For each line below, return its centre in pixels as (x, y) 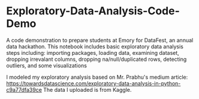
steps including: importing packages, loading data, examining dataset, (93, 52)
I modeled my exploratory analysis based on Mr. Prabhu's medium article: (97, 77)
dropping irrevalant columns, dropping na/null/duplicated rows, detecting (97, 59)
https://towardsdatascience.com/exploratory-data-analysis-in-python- (94, 83)
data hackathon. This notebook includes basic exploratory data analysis (95, 47)
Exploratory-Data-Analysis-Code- (93, 11)
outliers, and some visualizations (46, 65)
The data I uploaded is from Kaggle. (87, 89)
